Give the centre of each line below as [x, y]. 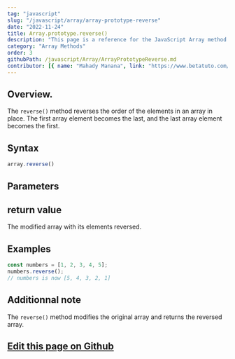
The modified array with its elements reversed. [74, 227]
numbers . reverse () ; [36, 272]
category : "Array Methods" [47, 46]
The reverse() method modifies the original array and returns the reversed [115, 317]
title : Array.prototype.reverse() [58, 33]
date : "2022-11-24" [36, 27]
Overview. [30, 94]
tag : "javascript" [34, 14]
